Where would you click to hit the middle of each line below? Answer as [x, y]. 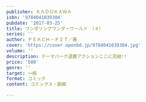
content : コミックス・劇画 [36, 85]
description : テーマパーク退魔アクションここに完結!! [67, 56]
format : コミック [26, 79]
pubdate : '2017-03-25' [35, 23]
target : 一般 [22, 73]
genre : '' [19, 67]
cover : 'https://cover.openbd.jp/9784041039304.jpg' [74, 46]
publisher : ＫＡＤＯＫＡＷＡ [39, 12]
